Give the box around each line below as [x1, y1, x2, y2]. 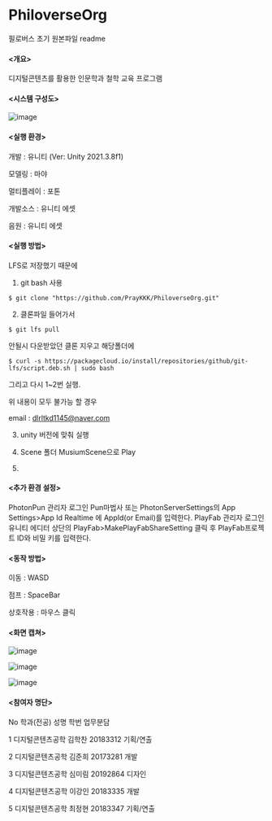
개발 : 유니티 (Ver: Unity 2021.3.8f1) [8, 151, 124, 161]
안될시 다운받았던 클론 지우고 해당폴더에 [8, 340, 135, 351]
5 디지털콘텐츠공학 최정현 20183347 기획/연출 [8, 803, 156, 813]
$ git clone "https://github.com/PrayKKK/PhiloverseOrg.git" [8, 294, 220, 302]
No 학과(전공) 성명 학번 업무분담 [8, 717, 110, 727]
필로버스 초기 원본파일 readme [8, 33, 106, 43]
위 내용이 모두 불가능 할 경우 [8, 396, 97, 406]
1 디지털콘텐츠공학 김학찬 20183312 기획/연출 [8, 734, 153, 744]
